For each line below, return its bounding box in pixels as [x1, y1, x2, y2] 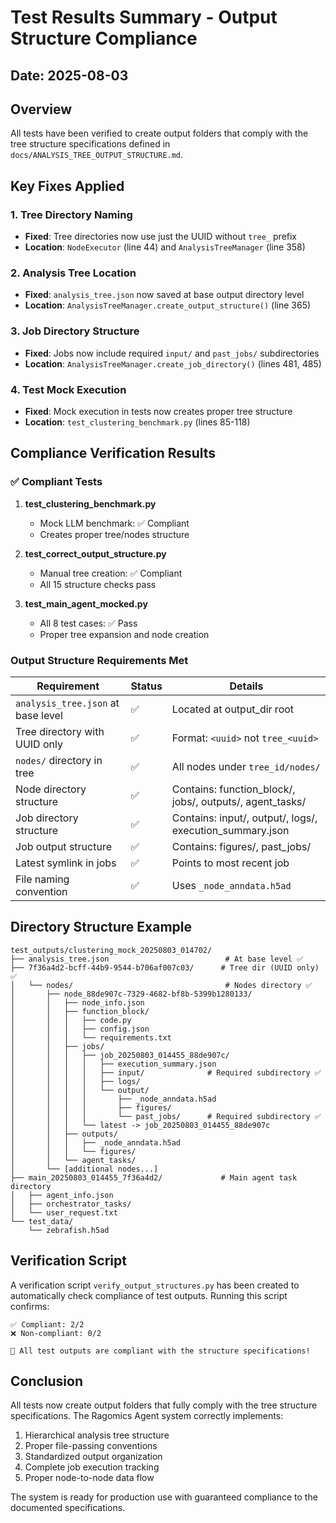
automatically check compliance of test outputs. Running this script [10, 1289, 288, 1301]
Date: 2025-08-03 [10, 67, 129, 84]
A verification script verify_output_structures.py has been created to [10, 1279, 300, 1291]
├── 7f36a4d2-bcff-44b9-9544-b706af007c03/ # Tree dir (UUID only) [10, 962, 320, 973]
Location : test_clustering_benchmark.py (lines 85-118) [24, 416, 251, 428]
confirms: [10, 1300, 50, 1312]
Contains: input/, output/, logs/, [171, 811, 318, 825]
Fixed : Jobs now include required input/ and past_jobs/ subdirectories [24, 347, 320, 359]
